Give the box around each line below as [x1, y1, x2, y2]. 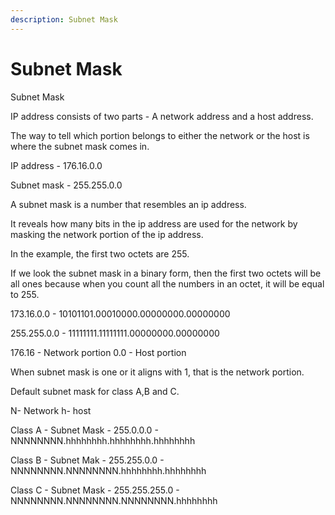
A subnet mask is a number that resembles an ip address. [10, 198, 247, 210]
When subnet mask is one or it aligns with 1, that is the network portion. [10, 366, 305, 378]
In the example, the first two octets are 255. [10, 247, 190, 260]
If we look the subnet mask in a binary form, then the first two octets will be [10, 267, 322, 279]
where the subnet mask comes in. [10, 140, 150, 152]
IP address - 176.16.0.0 [10, 159, 103, 171]
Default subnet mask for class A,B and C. [10, 385, 180, 397]
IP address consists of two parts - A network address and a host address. [10, 110, 314, 122]
